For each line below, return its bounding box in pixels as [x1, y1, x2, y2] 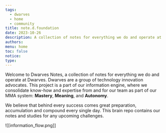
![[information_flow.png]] [5, 123, 56, 129]
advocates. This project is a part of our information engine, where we [5, 82, 148, 88]
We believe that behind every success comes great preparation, [5, 102, 137, 108]
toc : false [5, 49, 28, 54]
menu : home [5, 44, 28, 49]
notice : [5, 53, 21, 59]
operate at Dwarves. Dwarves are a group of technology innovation [5, 77, 144, 83]
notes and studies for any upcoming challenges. [5, 113, 104, 119]
